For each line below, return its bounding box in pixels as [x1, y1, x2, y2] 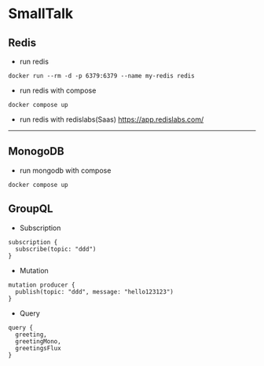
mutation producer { [8, 280, 76, 289]
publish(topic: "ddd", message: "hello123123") [15, 287, 174, 295]
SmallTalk [8, 5, 74, 23]
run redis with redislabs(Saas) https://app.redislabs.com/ [19, 115, 204, 124]
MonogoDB [8, 145, 64, 158]
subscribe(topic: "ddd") [15, 245, 97, 253]
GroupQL [8, 202, 53, 216]
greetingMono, [15, 337, 61, 346]
